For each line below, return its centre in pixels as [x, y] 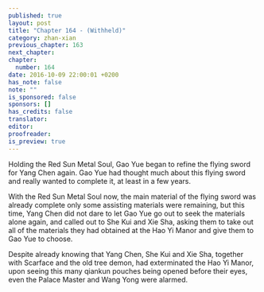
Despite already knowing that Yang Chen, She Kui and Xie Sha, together [126, 254]
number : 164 [35, 68]
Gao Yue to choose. [41, 239]
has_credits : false [41, 112]
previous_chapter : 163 [46, 45]
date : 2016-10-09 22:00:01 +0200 [64, 75]
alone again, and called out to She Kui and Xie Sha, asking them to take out [131, 222]
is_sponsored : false [43, 97]
